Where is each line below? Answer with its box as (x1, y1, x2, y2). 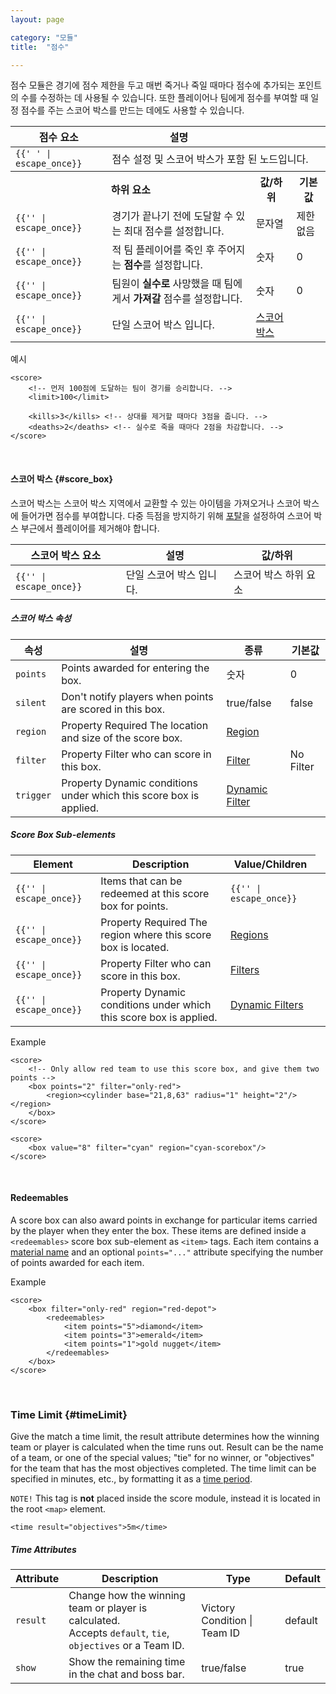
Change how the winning (68, 1588, 186, 1602)
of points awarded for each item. (10, 1256, 145, 1268)
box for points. (100, 899, 169, 913)
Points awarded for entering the (61, 661, 210, 675)
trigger (15, 789, 52, 801)
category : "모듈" (10, 32, 78, 43)
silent (15, 697, 47, 708)
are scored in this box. (61, 702, 166, 716)
